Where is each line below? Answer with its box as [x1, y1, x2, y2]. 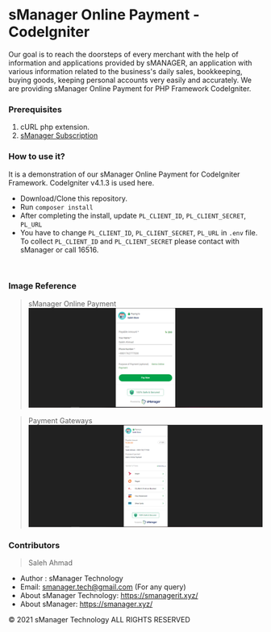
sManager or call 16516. [19, 244, 99, 255]
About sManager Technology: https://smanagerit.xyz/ [19, 591, 199, 601]
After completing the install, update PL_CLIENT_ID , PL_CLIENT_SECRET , [19, 210, 247, 220]
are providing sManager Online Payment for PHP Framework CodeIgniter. [8, 83, 252, 94]
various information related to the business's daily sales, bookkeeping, [8, 66, 243, 76]
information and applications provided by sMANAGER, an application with [8, 58, 252, 68]
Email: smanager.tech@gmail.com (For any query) [19, 582, 187, 592]
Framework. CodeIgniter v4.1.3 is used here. [8, 177, 155, 187]
